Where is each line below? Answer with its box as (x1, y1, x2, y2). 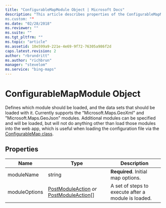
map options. (110, 174, 141, 181)
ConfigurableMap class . (5, 130, 54, 136)
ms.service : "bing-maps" (5, 67, 56, 72)
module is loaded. (110, 195, 152, 202)
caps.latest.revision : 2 (5, 48, 56, 53)
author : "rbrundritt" (5, 53, 50, 58)
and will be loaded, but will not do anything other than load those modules (5, 120, 156, 126)
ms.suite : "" (5, 30, 32, 35)
